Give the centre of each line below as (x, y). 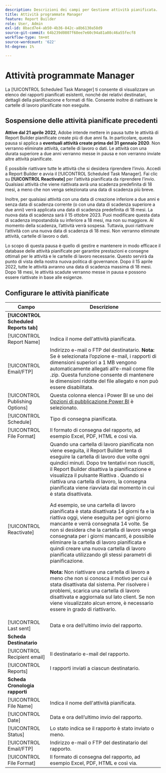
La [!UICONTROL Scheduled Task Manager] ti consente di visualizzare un (80, 89)
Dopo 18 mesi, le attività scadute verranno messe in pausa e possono (76, 272)
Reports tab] (23, 328)
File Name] (20, 706)
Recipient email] (26, 657)
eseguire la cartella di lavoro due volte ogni (100, 457)
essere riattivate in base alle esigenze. (44, 277)
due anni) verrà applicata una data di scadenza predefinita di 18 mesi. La (79, 210)
